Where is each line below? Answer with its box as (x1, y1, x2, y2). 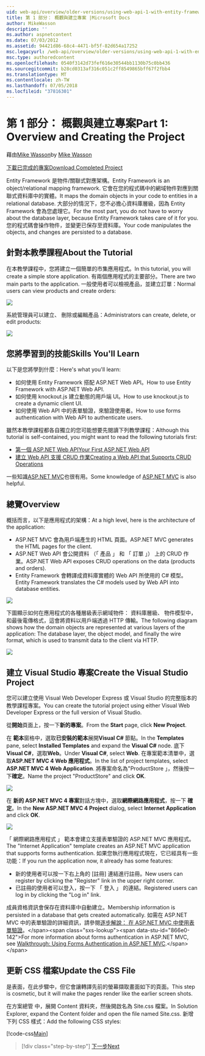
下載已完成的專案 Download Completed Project (6, 164, 123, 171)
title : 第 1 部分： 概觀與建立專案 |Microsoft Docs (6, 15, 131, 21)
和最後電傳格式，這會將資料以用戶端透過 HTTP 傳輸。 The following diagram (6, 617, 198, 624)
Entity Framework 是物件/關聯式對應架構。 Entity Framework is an (6, 176, 170, 184)
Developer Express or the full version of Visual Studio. (6, 709, 142, 716)
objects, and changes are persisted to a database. (6, 228, 132, 236)
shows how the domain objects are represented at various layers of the (6, 624, 185, 631)
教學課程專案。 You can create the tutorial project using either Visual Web (6, 702, 190, 709)
